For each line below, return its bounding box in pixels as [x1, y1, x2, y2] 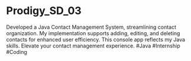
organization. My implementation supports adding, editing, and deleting [6, 29, 180, 36]
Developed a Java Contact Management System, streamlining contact [6, 23, 176, 30]
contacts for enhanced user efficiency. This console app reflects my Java [6, 36, 185, 43]
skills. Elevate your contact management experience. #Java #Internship [6, 42, 180, 49]
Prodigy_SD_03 [6, 4, 82, 18]
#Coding [6, 48, 28, 55]
